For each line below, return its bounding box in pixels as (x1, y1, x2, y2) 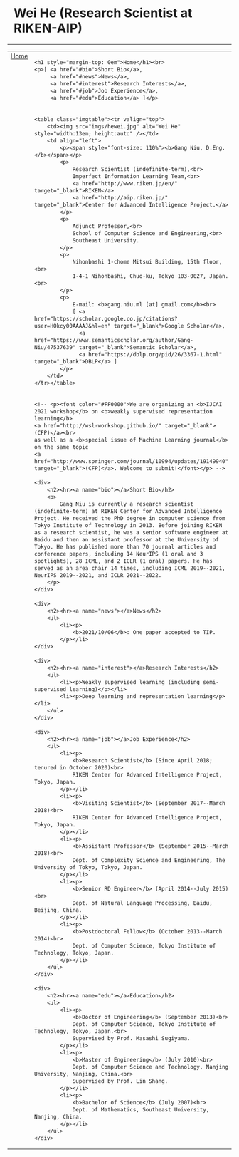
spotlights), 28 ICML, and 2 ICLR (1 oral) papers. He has (34, 557, 213, 564)
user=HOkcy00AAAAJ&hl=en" (34, 322, 112, 329)
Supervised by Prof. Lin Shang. (72, 1077, 169, 1084)
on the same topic (34, 443, 89, 450)
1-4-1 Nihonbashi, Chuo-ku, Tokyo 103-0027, (72, 272, 206, 279)
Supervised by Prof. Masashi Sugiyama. (72, 1034, 191, 1042)
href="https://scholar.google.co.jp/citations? (34, 315, 178, 322)
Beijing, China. (34, 906, 83, 913)
